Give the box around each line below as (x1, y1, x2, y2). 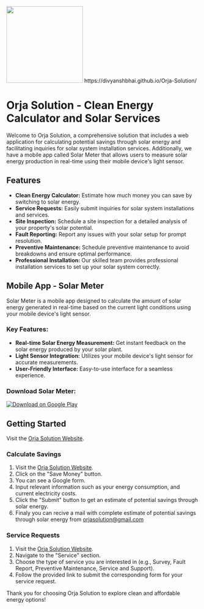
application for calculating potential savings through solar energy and (6, 138, 181, 146)
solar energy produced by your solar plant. (15, 345, 123, 353)
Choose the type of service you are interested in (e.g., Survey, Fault (15, 558, 186, 565)
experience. (15, 371, 46, 378)
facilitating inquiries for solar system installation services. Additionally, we (6, 144, 192, 152)
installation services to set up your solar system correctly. (15, 263, 161, 270)
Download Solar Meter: (6, 386, 76, 395)
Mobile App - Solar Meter (6, 281, 104, 291)
